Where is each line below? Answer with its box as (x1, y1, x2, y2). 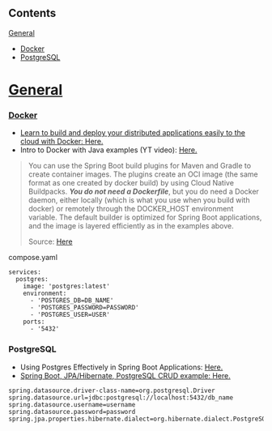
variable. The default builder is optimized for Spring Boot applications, (28, 212, 262, 222)
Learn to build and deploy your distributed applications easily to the (19, 128, 245, 138)
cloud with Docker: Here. (19, 137, 104, 147)
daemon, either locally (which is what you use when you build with (28, 195, 250, 205)
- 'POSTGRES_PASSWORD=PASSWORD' (29, 304, 139, 312)
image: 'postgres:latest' (23, 283, 111, 291)
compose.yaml (8, 253, 58, 262)
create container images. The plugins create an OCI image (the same (28, 169, 258, 179)
